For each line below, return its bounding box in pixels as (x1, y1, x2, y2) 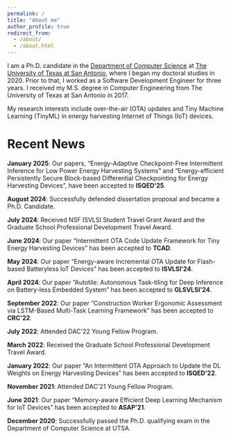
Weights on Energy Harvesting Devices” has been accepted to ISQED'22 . (7, 369, 217, 377)
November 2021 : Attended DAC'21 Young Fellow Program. (7, 382, 174, 390)
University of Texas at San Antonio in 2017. (7, 91, 129, 99)
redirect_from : (7, 29, 51, 37)
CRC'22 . (7, 313, 33, 322)
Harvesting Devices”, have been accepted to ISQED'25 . (7, 181, 166, 190)
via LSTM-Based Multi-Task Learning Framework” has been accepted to (7, 306, 214, 315)
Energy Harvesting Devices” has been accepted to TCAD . (7, 244, 172, 252)
